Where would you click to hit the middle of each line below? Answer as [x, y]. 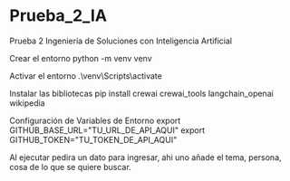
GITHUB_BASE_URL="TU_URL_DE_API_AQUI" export [107, 130]
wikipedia [27, 103]
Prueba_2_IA [58, 16]
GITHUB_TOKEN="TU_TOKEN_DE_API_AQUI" [93, 139]
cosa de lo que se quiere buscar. [70, 167]
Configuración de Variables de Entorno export [95, 120]
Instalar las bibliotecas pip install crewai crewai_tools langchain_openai [141, 93]
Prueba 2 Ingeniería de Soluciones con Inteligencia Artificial [121, 41]
